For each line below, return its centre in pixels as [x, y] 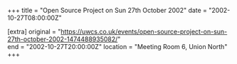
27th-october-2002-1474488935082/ [63, 39]
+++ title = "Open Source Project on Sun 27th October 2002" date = [107, 10]
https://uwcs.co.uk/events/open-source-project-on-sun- [144, 32]
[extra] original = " [34, 32]
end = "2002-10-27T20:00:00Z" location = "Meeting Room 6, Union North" [117, 47]
